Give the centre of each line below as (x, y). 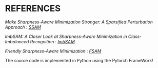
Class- (135, 36)
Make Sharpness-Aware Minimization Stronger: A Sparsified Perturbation (79, 22)
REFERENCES (33, 8)
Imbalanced (17, 41)
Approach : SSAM (23, 27)
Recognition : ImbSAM (52, 41)
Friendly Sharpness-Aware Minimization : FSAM (53, 51)
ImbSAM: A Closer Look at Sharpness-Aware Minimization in (66, 36)
